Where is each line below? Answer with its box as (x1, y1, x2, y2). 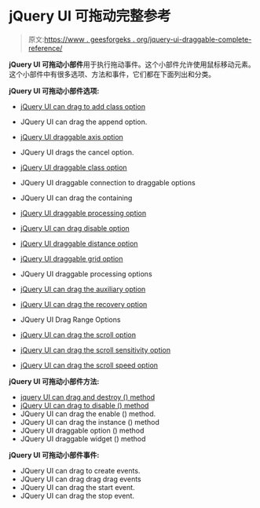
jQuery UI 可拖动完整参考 (9, 7, 171, 25)
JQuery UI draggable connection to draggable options (20, 177, 196, 187)
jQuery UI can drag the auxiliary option (20, 284, 146, 294)
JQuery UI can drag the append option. (20, 117, 148, 126)
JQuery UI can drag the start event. (20, 482, 136, 492)
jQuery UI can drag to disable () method (20, 400, 149, 410)
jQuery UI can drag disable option (20, 223, 130, 232)
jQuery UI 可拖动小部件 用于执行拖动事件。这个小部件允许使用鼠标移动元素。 (9, 60, 255, 69)
